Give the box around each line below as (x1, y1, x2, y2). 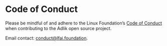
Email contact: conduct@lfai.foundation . (5, 35, 88, 41)
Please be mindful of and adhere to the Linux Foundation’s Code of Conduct (5, 20, 162, 26)
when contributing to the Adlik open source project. (5, 25, 112, 31)
